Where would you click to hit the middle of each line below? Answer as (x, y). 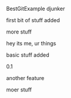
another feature (25, 78)
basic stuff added (28, 55)
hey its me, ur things (31, 43)
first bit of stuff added (33, 20)
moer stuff (19, 90)
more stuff (19, 32)
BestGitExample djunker (36, 9)
